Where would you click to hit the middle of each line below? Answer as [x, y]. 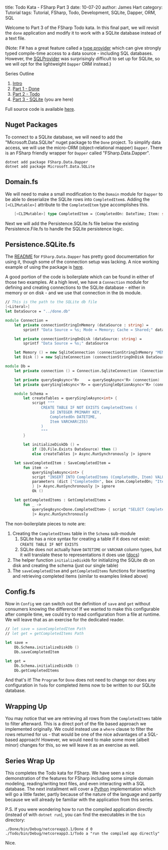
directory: [15, 820]
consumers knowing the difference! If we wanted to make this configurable [82, 609]
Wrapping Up [26, 706]
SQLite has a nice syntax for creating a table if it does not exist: [85, 539]
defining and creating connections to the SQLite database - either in [75, 287]
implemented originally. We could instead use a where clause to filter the [79, 729]
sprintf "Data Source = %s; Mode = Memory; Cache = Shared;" [88, 330]
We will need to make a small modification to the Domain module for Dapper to [84, 194]
